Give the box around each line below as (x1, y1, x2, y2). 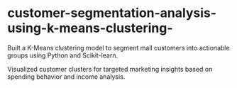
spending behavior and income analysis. (7, 72, 126, 81)
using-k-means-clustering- (7, 20, 173, 36)
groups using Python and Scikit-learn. (7, 51, 118, 60)
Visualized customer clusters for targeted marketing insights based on (7, 65, 213, 73)
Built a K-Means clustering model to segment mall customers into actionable (7, 43, 230, 52)
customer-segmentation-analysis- (7, 5, 217, 21)
